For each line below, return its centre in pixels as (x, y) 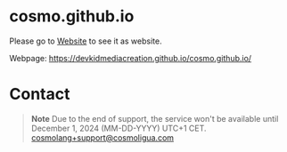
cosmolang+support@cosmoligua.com (102, 137)
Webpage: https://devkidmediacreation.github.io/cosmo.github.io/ (131, 58)
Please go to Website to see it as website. (86, 41)
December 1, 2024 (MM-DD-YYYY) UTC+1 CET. (119, 128)
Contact (40, 94)
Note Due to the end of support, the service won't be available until (155, 118)
